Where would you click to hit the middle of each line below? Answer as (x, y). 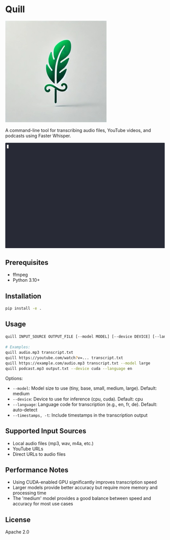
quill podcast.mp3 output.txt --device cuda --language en (69, 368)
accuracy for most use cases (43, 504)
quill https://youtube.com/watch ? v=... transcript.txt (64, 358)
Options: (14, 378)
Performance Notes (37, 470)
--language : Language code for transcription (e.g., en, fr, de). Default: (85, 404)
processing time (29, 493)
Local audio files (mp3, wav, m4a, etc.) (53, 443)
